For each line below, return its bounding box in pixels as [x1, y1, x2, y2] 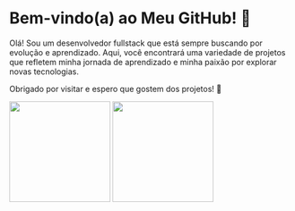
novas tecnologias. [9, 66, 79, 77]
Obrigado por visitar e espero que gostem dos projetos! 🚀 [9, 83, 222, 94]
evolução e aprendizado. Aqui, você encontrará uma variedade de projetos [9, 46, 286, 57]
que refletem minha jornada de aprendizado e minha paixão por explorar [9, 56, 277, 67]
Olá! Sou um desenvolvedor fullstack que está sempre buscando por [9, 38, 263, 48]
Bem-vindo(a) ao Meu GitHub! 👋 [9, 8, 251, 29]
